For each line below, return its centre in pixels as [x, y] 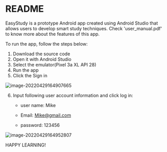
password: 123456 [40, 125]
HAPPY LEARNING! [26, 145]
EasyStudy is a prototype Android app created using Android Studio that [82, 23]
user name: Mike [38, 105]
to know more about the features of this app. [53, 34]
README [25, 9]
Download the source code [41, 54]
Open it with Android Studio [42, 59]
